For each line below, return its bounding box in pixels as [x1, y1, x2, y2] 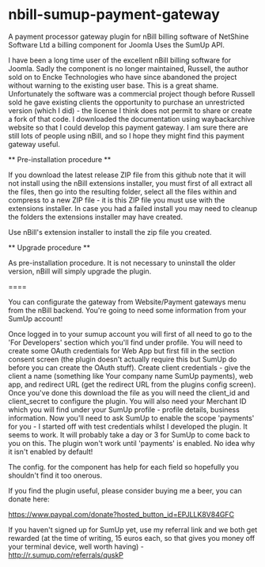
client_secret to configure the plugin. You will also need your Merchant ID [8, 396, 247, 406]
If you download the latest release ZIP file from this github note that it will [8, 170, 247, 180]
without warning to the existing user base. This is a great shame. [8, 81, 219, 90]
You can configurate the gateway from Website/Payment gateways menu [8, 297, 247, 306]
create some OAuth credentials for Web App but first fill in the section [8, 346, 235, 355]
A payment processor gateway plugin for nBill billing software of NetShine [8, 32, 249, 41]
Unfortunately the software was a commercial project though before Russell [8, 89, 256, 98]
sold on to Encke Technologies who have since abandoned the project [8, 72, 237, 81]
